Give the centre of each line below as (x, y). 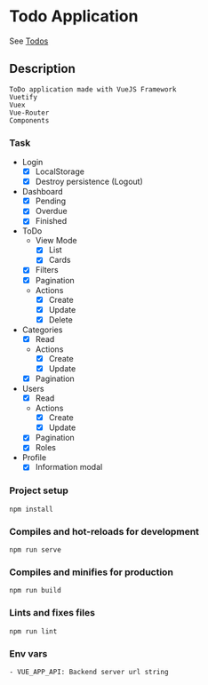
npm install (31, 509)
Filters (47, 270)
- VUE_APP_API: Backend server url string (89, 672)
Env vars (28, 653)
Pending (51, 201)
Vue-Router (29, 113)
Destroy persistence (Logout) (89, 182)
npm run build (36, 591)
